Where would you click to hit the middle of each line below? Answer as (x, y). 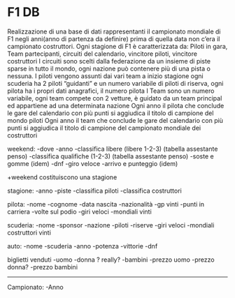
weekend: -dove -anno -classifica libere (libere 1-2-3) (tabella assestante (113, 149)
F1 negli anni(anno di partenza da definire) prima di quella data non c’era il (114, 38)
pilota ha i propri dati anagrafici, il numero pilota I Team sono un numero (111, 91)
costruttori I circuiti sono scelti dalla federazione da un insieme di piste (109, 61)
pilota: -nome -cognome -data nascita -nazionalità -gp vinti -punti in (106, 204)
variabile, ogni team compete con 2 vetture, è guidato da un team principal (115, 98)
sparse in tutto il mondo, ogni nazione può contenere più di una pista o (109, 68)
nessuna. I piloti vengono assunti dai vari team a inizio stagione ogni (106, 76)
